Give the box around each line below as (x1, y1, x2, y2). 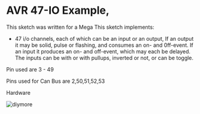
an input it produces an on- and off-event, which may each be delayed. (14, 47, 190, 55)
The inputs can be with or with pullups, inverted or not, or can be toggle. (14, 54, 193, 61)
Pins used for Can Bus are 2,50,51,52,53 (6, 77, 105, 85)
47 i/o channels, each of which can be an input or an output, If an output (14, 35, 194, 42)
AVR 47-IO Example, (6, 4, 110, 17)
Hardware (6, 89, 31, 96)
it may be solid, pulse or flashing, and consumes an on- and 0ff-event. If (14, 41, 193, 49)
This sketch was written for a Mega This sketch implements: (6, 23, 154, 31)
